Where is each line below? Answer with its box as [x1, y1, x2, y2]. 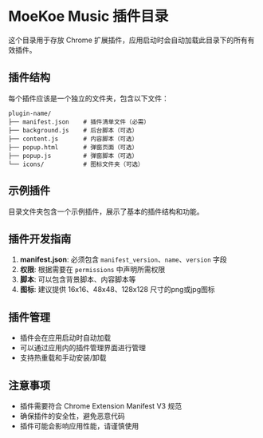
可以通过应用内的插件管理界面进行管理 [19, 343, 146, 353]
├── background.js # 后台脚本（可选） [8, 126, 138, 134]
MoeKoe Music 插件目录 [8, 7, 169, 26]
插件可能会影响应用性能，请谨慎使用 [19, 421, 139, 431]
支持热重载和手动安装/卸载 [19, 353, 107, 363]
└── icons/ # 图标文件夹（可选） [8, 160, 144, 168]
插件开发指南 [8, 232, 72, 246]
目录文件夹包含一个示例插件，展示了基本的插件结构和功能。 [8, 207, 204, 216]
